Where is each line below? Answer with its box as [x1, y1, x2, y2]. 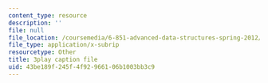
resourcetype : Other [8, 48, 77, 56]
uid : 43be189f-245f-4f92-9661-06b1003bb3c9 [8, 63, 156, 71]
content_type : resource [8, 11, 88, 20]
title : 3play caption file [8, 56, 98, 64]
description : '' [8, 19, 62, 27]
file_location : [8, 33, 59, 42]
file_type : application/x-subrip [8, 41, 120, 49]
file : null [8, 26, 45, 34]
